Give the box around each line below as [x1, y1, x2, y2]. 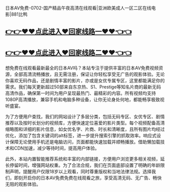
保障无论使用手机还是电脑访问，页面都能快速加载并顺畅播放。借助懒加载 [9, 139, 160, 145]
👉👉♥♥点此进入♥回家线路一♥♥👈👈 [5, 27, 132, 36]
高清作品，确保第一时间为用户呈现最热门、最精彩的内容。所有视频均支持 [5, 90, 156, 97]
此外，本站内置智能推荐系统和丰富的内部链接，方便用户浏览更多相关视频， [5, 156, 160, 162]
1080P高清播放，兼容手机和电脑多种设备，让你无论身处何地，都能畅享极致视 [5, 97, 164, 103]
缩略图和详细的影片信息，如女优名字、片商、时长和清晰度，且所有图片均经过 [5, 126, 165, 132]
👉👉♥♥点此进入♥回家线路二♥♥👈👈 [5, 48, 132, 57]
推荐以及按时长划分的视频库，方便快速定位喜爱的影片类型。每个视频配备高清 [5, 120, 165, 126]
